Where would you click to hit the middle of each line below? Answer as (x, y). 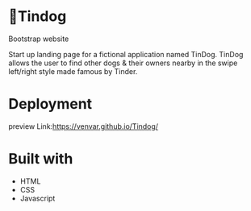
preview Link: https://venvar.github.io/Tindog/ (84, 126)
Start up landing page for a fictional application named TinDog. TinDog (126, 54)
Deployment (50, 104)
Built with (41, 159)
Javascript (38, 198)
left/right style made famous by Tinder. (73, 71)
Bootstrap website (39, 39)
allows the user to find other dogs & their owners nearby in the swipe (123, 63)
